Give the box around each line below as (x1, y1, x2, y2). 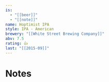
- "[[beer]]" (10, 12, 38, 17)
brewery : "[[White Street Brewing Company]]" (5, 31, 104, 36)
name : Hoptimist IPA (5, 22, 50, 27)
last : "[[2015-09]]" (5, 46, 50, 51)
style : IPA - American (5, 27, 54, 32)
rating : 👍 (5, 41, 28, 46)
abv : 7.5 (5, 36, 24, 42)
